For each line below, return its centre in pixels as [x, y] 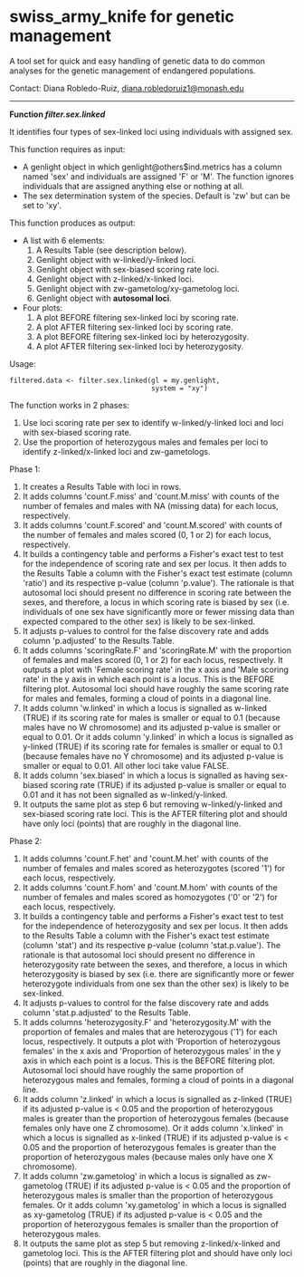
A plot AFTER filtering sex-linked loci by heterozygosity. [140, 346]
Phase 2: [26, 840]
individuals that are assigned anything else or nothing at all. [133, 186]
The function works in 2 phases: [69, 405]
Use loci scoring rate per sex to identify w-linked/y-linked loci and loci [153, 422]
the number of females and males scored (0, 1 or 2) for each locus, [147, 534]
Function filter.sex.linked [57, 114]
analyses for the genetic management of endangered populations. [133, 71]
